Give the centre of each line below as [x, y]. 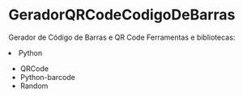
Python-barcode [47, 77]
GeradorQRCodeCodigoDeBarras [122, 15]
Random [34, 86]
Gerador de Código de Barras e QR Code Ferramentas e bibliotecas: [122, 37]
